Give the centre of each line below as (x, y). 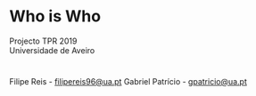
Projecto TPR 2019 (43, 41)
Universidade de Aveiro (52, 50)
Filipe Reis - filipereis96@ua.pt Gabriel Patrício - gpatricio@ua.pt (128, 82)
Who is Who (55, 16)
